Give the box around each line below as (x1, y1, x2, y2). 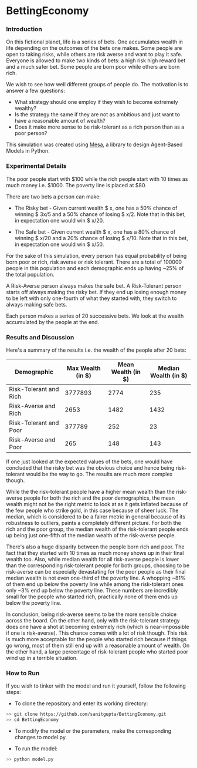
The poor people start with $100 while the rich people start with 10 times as (6, 175, 188, 183)
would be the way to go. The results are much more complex (26, 471, 173, 478)
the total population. (6, 271, 55, 278)
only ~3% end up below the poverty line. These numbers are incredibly (6, 587, 178, 594)
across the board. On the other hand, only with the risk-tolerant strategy (6, 617, 180, 624)
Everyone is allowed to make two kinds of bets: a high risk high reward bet (6, 57, 186, 64)
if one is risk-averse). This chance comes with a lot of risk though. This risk (6, 629, 188, 636)
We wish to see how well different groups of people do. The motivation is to (6, 81, 189, 88)
